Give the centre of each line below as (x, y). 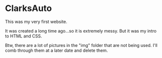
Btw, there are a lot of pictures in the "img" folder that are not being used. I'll (81, 45)
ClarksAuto (28, 8)
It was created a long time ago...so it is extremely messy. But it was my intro (81, 31)
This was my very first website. (36, 22)
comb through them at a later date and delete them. (57, 50)
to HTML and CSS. (24, 36)
